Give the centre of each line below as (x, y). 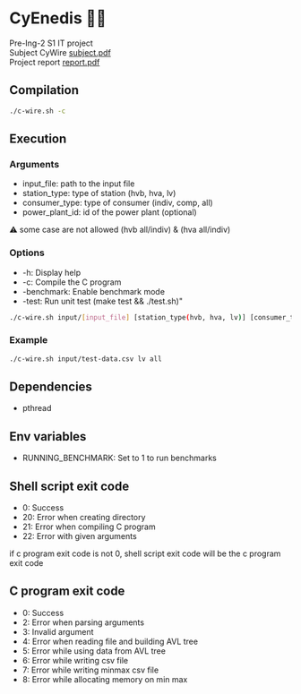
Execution (38, 139)
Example (29, 340)
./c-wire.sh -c (38, 111)
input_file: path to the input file (78, 184)
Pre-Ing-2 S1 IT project (52, 43)
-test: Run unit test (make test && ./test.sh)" (103, 301)
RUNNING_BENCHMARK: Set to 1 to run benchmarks (119, 458)
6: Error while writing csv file (75, 660)
